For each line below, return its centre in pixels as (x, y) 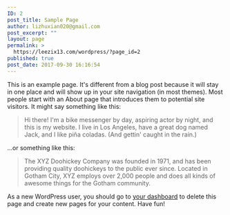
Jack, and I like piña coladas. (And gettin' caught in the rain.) (110, 134)
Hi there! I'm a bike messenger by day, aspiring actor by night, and (118, 120)
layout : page (26, 39)
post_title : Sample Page (43, 20)
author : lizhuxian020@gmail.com (54, 26)
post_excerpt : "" (32, 33)
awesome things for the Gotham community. (87, 183)
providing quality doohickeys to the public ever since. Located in (116, 168)
